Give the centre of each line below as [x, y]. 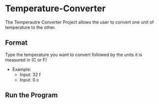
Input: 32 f [30, 75]
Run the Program [32, 95]
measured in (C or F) [26, 60]
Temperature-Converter [55, 9]
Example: [22, 69]
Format [16, 43]
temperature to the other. [31, 27]
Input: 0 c [29, 79]
